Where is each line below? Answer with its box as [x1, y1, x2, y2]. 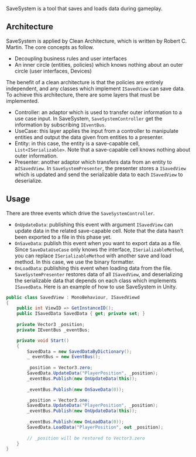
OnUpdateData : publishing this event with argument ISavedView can [14, 221, 174, 228]
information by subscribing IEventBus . [14, 121, 106, 128]
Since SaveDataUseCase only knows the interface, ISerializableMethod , [14, 246, 184, 253]
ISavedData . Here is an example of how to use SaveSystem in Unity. [14, 283, 177, 290]
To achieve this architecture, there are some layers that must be [6, 91, 160, 98]
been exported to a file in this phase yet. [14, 233, 112, 240]
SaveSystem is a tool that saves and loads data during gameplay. [6, 5, 163, 12]
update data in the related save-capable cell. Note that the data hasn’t [14, 227, 183, 234]
